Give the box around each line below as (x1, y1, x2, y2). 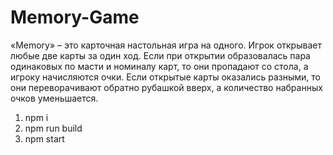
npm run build (24, 122, 83, 134)
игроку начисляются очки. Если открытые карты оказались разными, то (10, 71, 321, 83)
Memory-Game (10, 6, 140, 29)
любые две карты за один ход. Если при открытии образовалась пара (10, 49, 311, 61)
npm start (24, 132, 65, 145)
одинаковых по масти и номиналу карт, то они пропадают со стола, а (10, 60, 309, 72)
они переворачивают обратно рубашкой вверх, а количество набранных (10, 81, 323, 93)
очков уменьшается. (10, 92, 99, 104)
